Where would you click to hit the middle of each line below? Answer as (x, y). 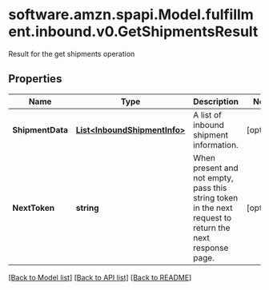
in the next (213, 208)
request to (213, 217)
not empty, (213, 177)
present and (216, 168)
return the (212, 228)
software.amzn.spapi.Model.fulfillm (131, 15)
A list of (207, 115)
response (211, 248)
